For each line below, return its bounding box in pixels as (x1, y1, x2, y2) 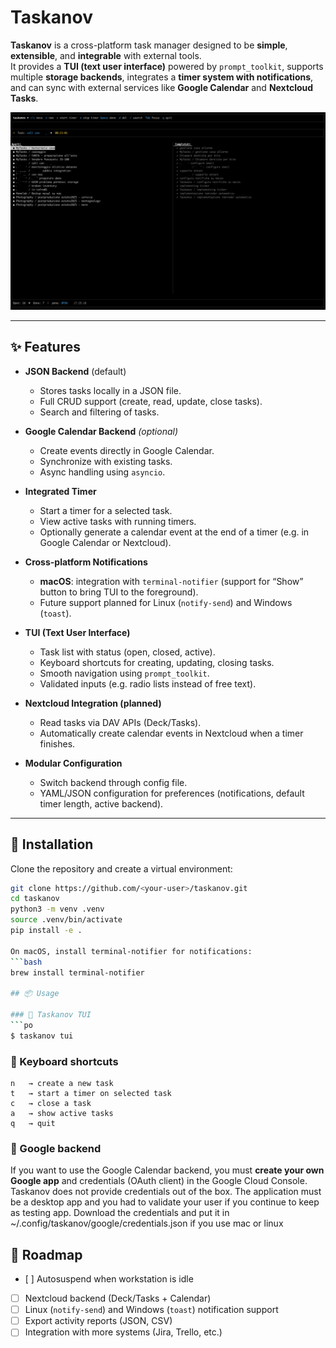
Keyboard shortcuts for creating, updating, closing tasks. (39, 656, 275, 668)
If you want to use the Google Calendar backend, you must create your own (10, 1164, 325, 1176)
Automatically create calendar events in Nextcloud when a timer (39, 727, 304, 739)
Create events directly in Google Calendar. (39, 444, 215, 456)
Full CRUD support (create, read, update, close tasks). (39, 395, 263, 407)
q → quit (10, 1118, 56, 1128)
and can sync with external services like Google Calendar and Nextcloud (10, 81, 314, 93)
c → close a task (10, 1098, 92, 1108)
